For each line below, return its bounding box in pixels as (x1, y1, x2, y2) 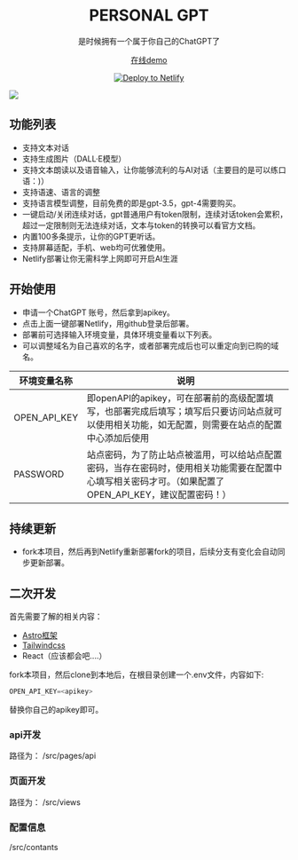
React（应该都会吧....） (21, 651, 107, 661)
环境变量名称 (19, 375, 74, 387)
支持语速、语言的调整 (21, 186, 100, 197)
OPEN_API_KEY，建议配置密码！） (87, 488, 232, 501)
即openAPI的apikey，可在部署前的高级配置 (87, 391, 265, 404)
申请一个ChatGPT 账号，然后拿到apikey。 (21, 307, 176, 318)
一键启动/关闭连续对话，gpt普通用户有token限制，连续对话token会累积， (21, 209, 288, 219)
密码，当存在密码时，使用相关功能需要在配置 (87, 462, 274, 474)
